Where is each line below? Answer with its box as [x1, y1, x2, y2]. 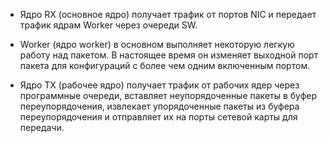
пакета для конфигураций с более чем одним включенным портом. [19, 60, 311, 71]
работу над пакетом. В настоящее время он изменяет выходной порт [19, 49, 319, 61]
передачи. [19, 122, 65, 133]
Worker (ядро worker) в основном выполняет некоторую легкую [19, 39, 295, 50]
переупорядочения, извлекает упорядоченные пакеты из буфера [19, 100, 300, 112]
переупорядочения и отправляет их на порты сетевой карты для [19, 111, 298, 123]
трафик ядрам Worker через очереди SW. [19, 19, 198, 31]
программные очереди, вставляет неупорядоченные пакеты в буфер [19, 90, 318, 101]
